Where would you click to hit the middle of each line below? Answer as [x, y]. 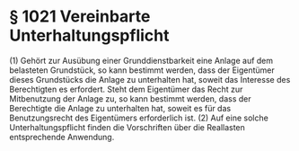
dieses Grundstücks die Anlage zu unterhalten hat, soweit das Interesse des [150, 79]
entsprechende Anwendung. [62, 137]
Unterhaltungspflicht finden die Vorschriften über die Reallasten [127, 127]
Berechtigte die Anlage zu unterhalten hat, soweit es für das [120, 108]
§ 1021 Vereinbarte [80, 17]
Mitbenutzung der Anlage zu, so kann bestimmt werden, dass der [130, 98]
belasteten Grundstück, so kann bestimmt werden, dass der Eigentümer [142, 70]
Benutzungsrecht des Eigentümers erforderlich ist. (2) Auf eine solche [139, 118]
